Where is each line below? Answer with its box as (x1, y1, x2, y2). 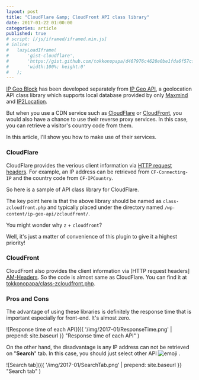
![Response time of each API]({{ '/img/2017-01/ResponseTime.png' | (6, 326, 172, 333)
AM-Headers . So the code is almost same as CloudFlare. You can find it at (6, 273, 187, 281)
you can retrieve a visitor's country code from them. (6, 122, 133, 129)
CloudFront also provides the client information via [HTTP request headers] (6, 267, 190, 274)
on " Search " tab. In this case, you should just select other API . (6, 350, 181, 357)
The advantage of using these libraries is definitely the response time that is (6, 308, 191, 315)
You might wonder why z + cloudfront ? (6, 221, 102, 228)
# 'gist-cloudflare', (6, 53, 76, 59)
